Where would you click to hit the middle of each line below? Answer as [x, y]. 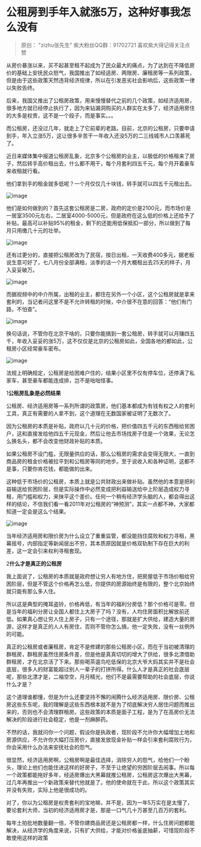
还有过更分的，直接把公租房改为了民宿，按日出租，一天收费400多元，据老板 [100, 255]
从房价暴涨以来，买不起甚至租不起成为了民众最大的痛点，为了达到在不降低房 [100, 65]
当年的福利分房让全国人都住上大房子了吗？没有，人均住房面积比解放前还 [100, 611]
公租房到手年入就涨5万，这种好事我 [93, 12]
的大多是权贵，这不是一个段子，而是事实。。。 [61, 115]
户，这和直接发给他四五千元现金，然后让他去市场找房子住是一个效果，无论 [98, 433]
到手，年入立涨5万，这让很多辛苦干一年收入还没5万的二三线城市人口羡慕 [96, 135]
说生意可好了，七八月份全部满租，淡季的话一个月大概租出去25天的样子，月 [98, 262]
